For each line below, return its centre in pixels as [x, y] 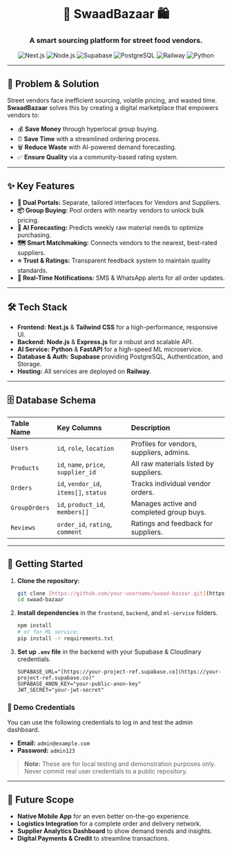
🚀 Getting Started [45, 564]
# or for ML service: [48, 632]
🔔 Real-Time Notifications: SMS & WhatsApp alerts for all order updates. [121, 278]
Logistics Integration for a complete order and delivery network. [109, 824]
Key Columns [79, 427]
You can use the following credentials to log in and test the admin [100, 722]
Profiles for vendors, [164, 443]
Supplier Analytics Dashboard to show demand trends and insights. [115, 831]
